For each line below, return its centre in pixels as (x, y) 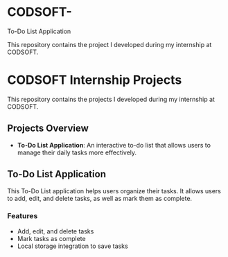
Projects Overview (48, 128)
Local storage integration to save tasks (72, 246)
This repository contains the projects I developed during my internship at (111, 99)
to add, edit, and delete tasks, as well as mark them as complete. (100, 198)
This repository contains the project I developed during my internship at (109, 44)
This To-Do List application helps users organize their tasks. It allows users (114, 190)
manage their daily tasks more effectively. (77, 152)
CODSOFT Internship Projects (95, 80)
